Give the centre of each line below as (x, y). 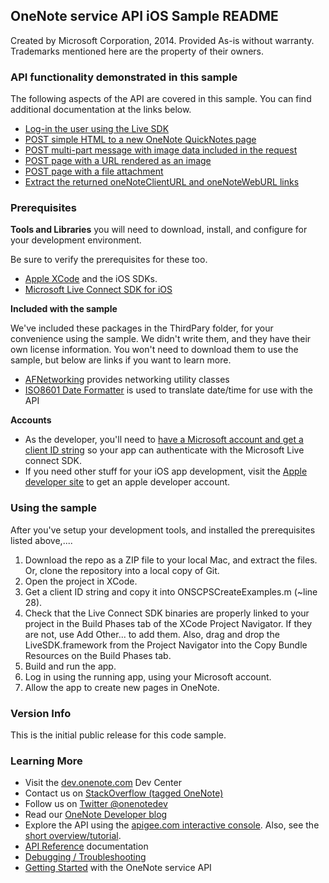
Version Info (41, 713)
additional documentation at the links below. (101, 110)
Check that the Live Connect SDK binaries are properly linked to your (167, 613)
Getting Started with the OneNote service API (118, 868)
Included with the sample (64, 309)
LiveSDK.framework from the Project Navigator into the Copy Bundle (166, 645)
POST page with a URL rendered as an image (118, 161)
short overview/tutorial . (73, 836)
